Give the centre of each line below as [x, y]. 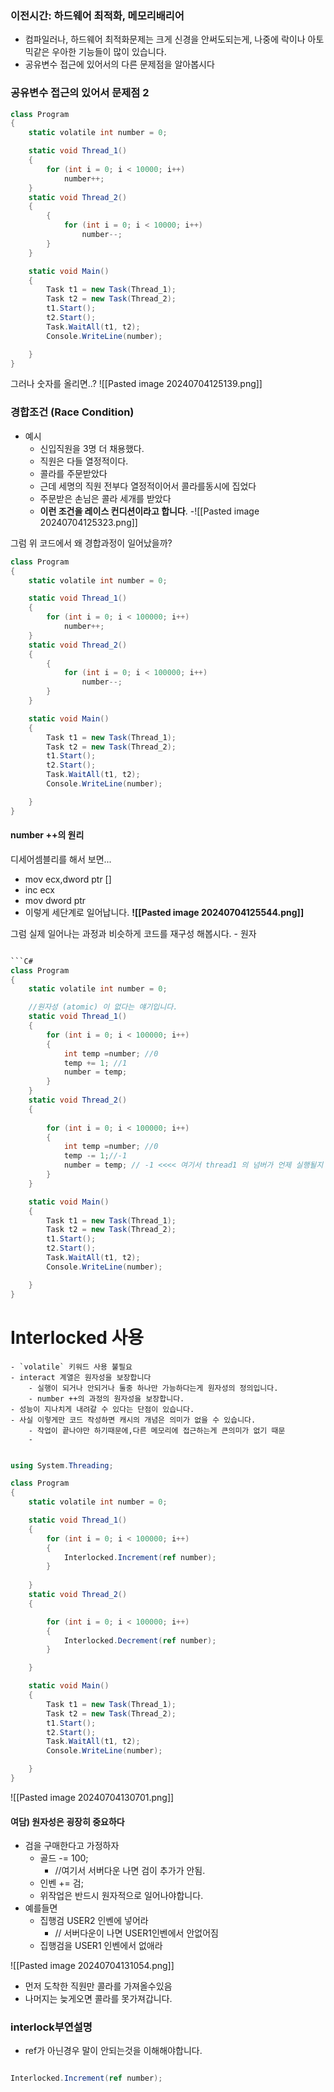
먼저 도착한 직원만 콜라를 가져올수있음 [98, 1986]
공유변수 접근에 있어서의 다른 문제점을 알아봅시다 [119, 64]
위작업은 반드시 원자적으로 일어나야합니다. [121, 1896]
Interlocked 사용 [77, 1337]
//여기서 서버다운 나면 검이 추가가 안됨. [130, 1871]
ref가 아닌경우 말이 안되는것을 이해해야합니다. [113, 2051]
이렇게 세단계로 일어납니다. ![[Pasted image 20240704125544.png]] [164, 912]
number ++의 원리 [47, 835]
